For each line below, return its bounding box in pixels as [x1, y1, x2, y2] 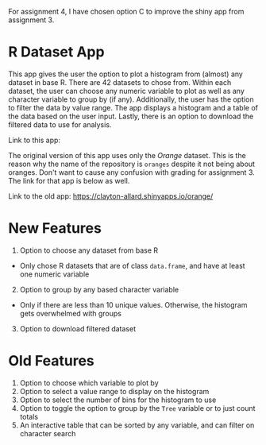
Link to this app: [8, 135, 61, 145]
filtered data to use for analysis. [8, 119, 112, 130]
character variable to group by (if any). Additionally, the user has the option [8, 95, 254, 104]
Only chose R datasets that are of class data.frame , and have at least [19, 261, 245, 270]
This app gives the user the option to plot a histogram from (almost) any [8, 69, 244, 79]
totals [19, 412, 38, 421]
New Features [8, 219, 102, 238]
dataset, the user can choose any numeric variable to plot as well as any [8, 86, 245, 95]
